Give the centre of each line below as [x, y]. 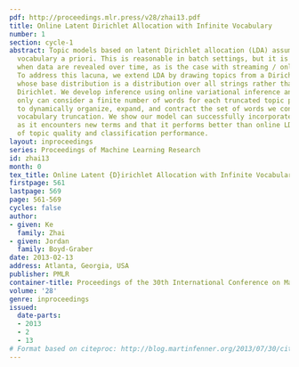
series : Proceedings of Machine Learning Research [105, 150]
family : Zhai [41, 232]
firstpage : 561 [37, 183]
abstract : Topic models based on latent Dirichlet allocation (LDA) [139, 51]
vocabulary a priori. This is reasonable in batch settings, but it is [153, 59]
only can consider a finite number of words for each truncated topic [151, 100]
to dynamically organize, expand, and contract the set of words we [147, 109]
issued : [24, 307]
